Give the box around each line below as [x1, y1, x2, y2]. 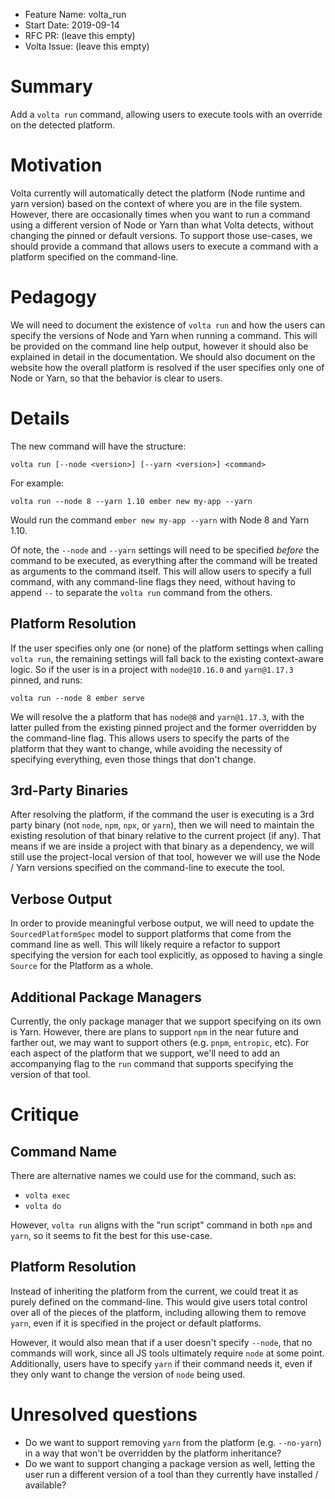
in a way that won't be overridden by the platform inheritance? [24, 1447, 282, 1459]
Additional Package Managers [10, 989, 202, 1006]
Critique [10, 1104, 80, 1126]
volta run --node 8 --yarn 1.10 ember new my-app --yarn [10, 496, 253, 506]
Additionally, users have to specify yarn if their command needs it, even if [10, 1357, 313, 1369]
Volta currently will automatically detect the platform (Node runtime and [10, 187, 306, 199]
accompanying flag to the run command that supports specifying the [10, 1058, 294, 1069]
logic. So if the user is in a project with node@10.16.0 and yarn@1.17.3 [10, 663, 294, 675]
